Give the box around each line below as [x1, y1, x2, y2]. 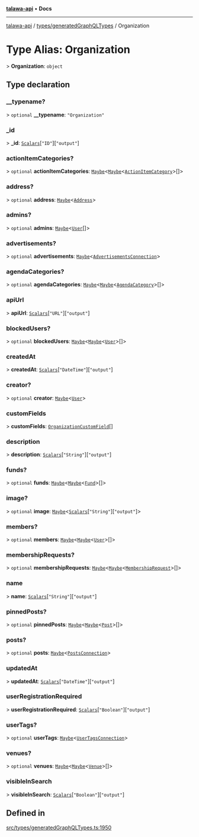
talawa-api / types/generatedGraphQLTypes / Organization [6, 22, 150, 29]
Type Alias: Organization [6, 43, 130, 56]
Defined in [6, 808, 46, 819]
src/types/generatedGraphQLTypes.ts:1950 [6, 824, 112, 831]
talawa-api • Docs [6, 5, 52, 12]
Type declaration [6, 80, 70, 90]
